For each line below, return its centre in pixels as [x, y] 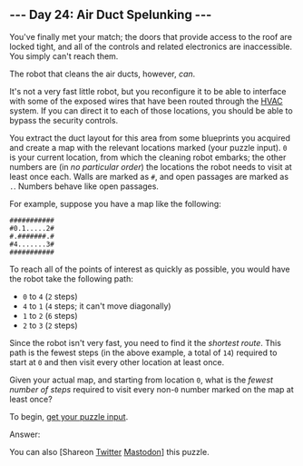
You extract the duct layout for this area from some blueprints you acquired [150, 138]
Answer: [25, 434]
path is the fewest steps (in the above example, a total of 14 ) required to [143, 352]
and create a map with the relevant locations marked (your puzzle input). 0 [148, 147]
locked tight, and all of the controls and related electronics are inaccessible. [151, 46]
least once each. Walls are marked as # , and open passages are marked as [149, 176]
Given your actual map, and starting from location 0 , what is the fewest [142, 380]
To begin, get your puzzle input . [69, 416]
